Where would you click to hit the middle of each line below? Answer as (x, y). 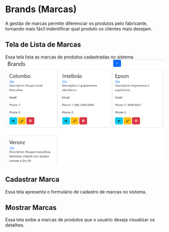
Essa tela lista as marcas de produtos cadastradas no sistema (69, 57)
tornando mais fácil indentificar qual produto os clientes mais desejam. (79, 28)
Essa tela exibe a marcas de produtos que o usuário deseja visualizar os (80, 220)
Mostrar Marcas (31, 207)
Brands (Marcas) (41, 9)
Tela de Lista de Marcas (43, 45)
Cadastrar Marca (32, 180)
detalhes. (15, 225)
